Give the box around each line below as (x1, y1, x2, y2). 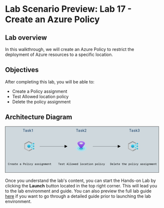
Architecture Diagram (5, 113, 72, 121)
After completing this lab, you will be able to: (5, 78, 95, 84)
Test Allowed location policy (12, 93, 69, 99)
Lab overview (5, 33, 47, 42)
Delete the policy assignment (12, 99, 71, 104)
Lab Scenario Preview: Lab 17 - (5, 3, 132, 15)
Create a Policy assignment (12, 88, 67, 94)
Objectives (5, 66, 39, 74)
